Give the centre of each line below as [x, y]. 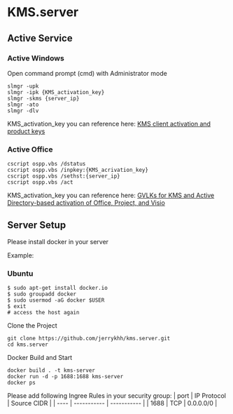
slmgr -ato [23, 105]
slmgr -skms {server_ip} [43, 98]
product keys [26, 131]
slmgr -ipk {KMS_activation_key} [56, 92]
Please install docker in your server [58, 241]
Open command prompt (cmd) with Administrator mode [87, 73]
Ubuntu [20, 273]
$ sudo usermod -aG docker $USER [56, 300]
